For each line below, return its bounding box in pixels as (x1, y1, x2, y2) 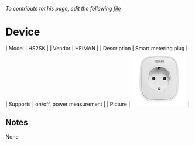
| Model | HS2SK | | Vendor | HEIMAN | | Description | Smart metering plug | (5, 44, 188, 51)
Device (5, 26, 40, 39)
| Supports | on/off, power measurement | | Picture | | (5, 101, 190, 108)
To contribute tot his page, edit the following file (5, 5, 121, 12)
